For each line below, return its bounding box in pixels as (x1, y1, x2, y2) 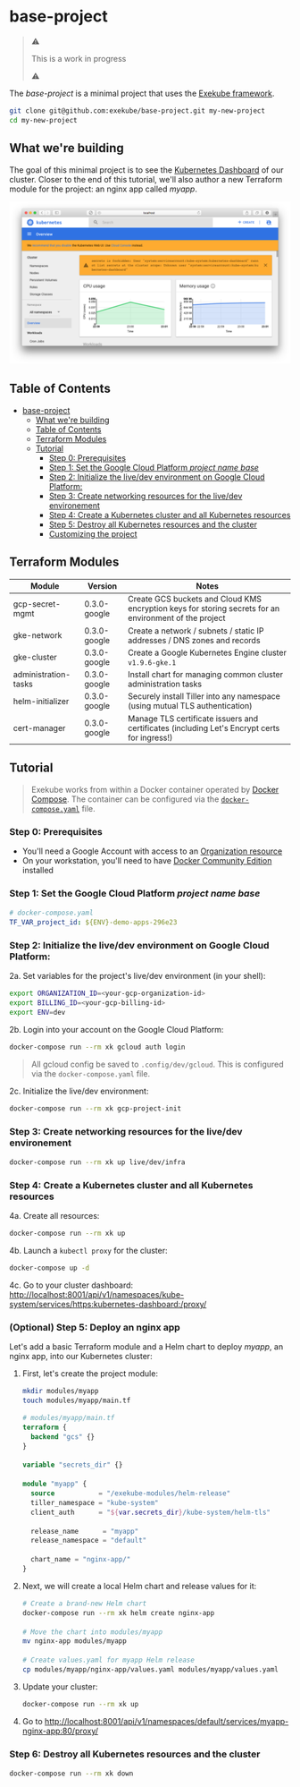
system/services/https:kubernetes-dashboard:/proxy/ (9, 1299, 207, 1310)
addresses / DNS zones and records (128, 634, 261, 645)
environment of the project (128, 613, 226, 624)
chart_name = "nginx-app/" (30, 1555, 131, 1564)
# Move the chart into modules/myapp (21, 1627, 163, 1637)
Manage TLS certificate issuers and (128, 713, 259, 724)
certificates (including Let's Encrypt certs (128, 722, 280, 733)
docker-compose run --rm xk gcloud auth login (9, 1042, 186, 1052)
